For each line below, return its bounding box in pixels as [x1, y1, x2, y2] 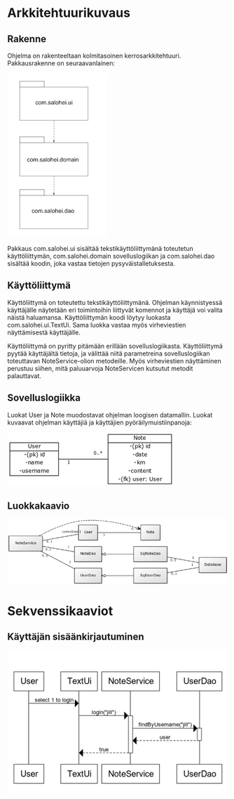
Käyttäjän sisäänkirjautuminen [7, 630, 144, 642]
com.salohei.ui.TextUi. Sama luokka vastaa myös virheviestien [7, 320, 186, 329]
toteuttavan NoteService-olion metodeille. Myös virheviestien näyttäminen [7, 356, 222, 365]
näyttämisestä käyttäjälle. [7, 328, 81, 337]
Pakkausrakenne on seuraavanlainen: [7, 59, 116, 67]
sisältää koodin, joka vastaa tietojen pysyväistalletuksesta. [7, 259, 176, 268]
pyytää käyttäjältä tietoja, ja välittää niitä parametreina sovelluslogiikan [7, 349, 210, 358]
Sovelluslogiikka [7, 392, 81, 404]
